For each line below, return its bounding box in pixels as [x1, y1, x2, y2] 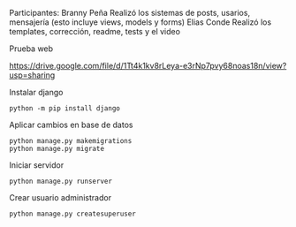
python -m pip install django [9, 104, 121, 113]
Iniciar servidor [9, 160, 65, 170]
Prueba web [9, 43, 54, 54]
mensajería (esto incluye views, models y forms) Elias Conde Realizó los [9, 17, 272, 27]
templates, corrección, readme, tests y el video [9, 26, 181, 36]
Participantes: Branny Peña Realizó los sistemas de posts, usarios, [9, 8, 250, 18]
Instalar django [9, 87, 64, 97]
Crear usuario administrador [9, 193, 112, 202]
